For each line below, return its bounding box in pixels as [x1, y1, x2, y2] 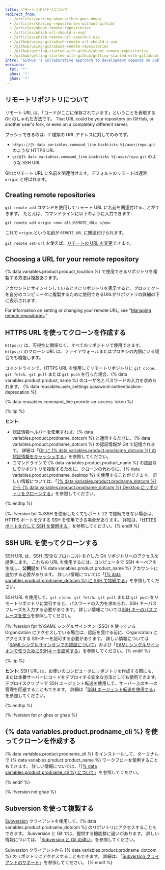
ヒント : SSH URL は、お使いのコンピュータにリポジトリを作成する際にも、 [5, 668, 156, 674]
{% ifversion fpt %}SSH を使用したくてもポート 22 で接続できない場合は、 [5, 511, 156, 516]
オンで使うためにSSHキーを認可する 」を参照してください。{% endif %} [5, 647, 151, 654]
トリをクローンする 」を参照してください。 [12, 491, 98, 496]
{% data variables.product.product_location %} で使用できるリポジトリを [5, 268, 153, 274]
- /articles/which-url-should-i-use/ [9, 30, 87, 35]
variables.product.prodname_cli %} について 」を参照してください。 [5, 769, 141, 775]
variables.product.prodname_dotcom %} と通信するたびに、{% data [12, 435, 151, 441]
